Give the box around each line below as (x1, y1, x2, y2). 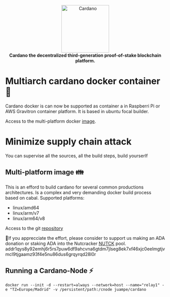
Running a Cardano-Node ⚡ (5, 267, 94, 275)
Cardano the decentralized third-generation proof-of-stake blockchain (9, 52, 161, 58)
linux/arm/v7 (12, 210, 40, 216)
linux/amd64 (12, 204, 40, 210)
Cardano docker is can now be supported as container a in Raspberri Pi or (5, 103, 160, 109)
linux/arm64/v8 (12, 215, 45, 221)
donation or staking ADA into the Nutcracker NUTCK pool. (5, 240, 126, 246)
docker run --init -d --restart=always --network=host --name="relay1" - (5, 282, 165, 287)
